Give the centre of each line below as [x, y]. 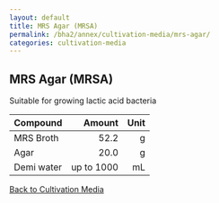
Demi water [38, 167]
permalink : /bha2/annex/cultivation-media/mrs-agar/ [110, 34]
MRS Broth [36, 138]
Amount [101, 123]
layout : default [39, 18]
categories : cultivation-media [68, 43]
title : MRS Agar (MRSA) [54, 26]
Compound [38, 123]
